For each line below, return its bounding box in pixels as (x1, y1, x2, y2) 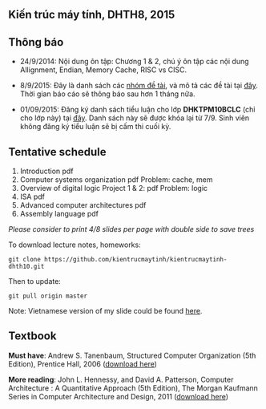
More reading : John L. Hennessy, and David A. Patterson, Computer (8, 375, 234, 384)
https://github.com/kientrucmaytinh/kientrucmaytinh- (43, 256, 228, 264)
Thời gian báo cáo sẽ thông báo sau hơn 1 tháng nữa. (19, 89, 195, 99)
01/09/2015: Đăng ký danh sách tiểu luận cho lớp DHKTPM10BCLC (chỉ (19, 105, 256, 115)
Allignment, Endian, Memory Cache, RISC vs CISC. (19, 65, 187, 75)
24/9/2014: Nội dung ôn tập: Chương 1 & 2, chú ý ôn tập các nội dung (19, 57, 250, 67)
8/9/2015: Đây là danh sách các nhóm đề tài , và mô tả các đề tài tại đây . (19, 81, 258, 91)
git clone (8, 256, 42, 264)
